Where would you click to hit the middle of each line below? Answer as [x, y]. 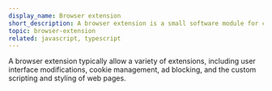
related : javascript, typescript [65, 38]
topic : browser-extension [52, 31]
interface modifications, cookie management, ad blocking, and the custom [132, 70]
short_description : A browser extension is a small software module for [134, 23]
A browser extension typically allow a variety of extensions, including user [132, 61]
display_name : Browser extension [65, 16]
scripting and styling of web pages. [68, 78]
